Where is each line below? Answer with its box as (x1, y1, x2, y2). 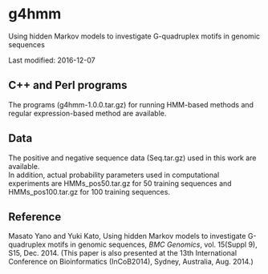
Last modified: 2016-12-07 (8, 55, 95, 65)
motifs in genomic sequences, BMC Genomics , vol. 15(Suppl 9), (47, 240, 258, 249)
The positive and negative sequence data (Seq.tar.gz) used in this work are (8, 153, 257, 163)
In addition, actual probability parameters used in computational (8, 170, 220, 179)
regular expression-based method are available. (8, 108, 167, 118)
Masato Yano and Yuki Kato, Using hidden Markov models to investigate (8, 232, 246, 241)
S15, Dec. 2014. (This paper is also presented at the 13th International (8, 248, 238, 258)
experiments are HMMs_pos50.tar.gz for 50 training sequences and (8, 178, 232, 188)
